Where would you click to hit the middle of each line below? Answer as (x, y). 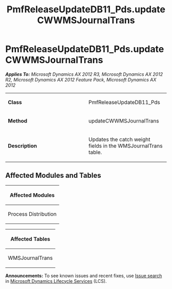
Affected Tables (30, 239)
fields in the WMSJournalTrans (126, 146)
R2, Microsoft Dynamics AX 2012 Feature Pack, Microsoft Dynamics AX (81, 79)
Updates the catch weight (120, 139)
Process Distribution (32, 214)
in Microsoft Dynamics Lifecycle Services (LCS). (56, 281)
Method (18, 120)
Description (23, 146)
